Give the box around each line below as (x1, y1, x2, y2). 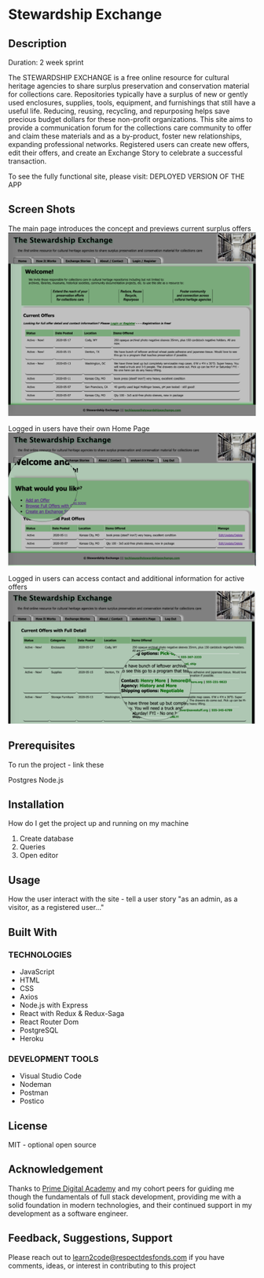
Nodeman (19, 1080, 52, 1089)
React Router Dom (19, 1017, 79, 1026)
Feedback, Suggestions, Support (8, 1232, 173, 1245)
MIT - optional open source (8, 1140, 97, 1150)
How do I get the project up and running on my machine (8, 819, 189, 828)
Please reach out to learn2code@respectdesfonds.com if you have (8, 1252, 225, 1261)
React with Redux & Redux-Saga (19, 1008, 125, 1018)
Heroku (19, 1033, 44, 1043)
